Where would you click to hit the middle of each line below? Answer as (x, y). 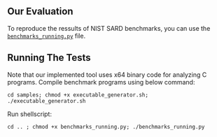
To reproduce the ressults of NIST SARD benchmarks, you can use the (109, 28)
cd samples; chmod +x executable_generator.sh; (78, 95)
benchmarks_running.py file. (47, 36)
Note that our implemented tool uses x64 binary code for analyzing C (107, 74)
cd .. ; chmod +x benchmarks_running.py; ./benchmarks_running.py (106, 127)
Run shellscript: (30, 114)
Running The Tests (49, 58)
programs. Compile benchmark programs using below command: (101, 82)
